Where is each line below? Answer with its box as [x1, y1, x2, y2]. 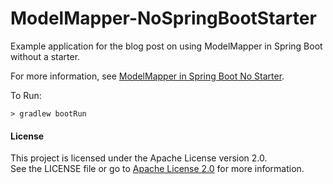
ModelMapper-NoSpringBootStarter [10, 7, 317, 30]
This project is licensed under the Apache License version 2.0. [10, 152, 268, 164]
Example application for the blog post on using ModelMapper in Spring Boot [10, 40, 323, 52]
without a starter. [10, 50, 81, 62]
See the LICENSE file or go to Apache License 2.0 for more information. [10, 163, 305, 175]
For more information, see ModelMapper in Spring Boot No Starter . [10, 70, 285, 82]
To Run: [10, 89, 42, 101]
